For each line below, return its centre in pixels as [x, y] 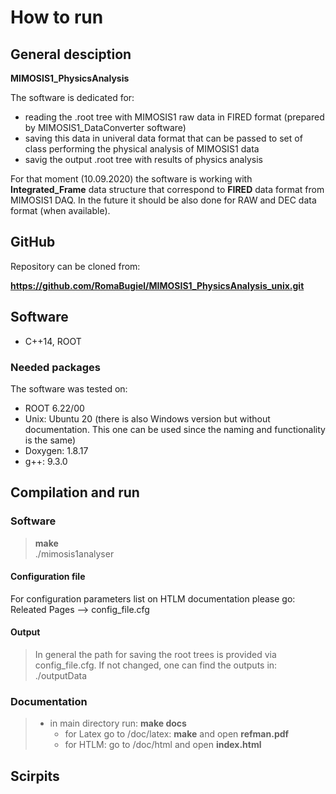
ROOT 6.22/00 [54, 408]
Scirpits [35, 776]
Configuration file [48, 577]
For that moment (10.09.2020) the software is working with [131, 179]
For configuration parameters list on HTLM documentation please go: [153, 598]
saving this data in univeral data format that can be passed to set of [163, 138]
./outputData [61, 676]
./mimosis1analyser [74, 553]
